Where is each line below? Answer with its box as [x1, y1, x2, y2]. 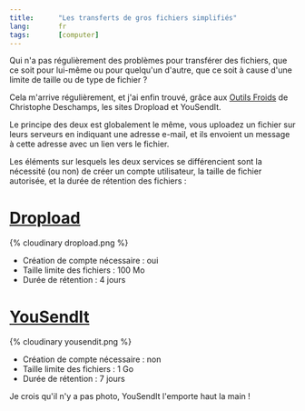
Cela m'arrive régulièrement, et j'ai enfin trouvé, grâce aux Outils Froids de [9, 92, 289, 103]
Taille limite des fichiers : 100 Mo [22, 265, 145, 276]
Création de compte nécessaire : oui [22, 256, 159, 266]
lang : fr [9, 22, 67, 31]
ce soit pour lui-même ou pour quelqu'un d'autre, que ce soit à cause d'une [9, 65, 292, 75]
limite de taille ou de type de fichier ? [9, 75, 148, 85]
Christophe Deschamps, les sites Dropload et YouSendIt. [9, 102, 221, 113]
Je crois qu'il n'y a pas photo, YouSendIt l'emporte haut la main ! [9, 391, 251, 402]
